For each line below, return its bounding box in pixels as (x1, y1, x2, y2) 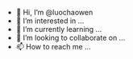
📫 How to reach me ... (15, 42, 91, 51)
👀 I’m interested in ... (15, 16, 85, 26)
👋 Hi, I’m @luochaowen (15, 8, 94, 17)
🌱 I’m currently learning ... (15, 25, 102, 33)
